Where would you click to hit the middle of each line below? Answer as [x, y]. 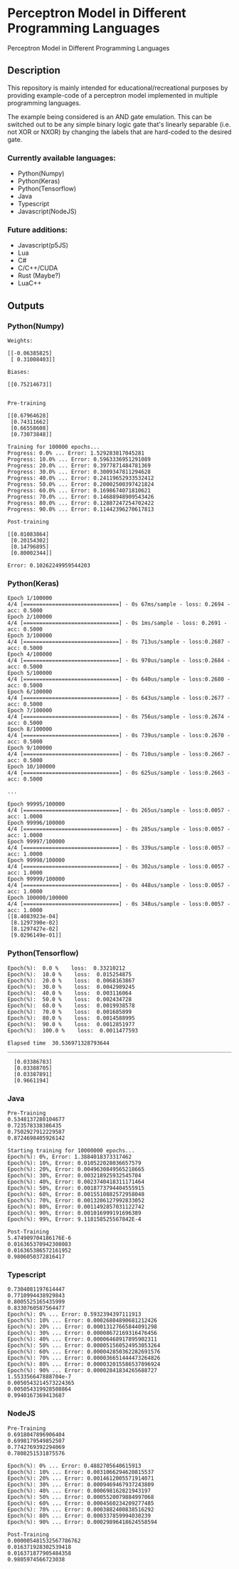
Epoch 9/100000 [30, 748]
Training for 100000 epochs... [54, 447]
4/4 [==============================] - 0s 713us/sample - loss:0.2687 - [119, 642]
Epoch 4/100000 [30, 654]
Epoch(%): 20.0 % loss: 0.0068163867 [71, 980]
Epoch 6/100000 [30, 692]
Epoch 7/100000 [30, 711]
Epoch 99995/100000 [36, 804]
